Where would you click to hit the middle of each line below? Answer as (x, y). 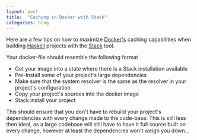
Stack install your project (45, 100)
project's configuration (43, 88)
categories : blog (28, 23)
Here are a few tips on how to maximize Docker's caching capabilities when (99, 40)
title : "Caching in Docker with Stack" (57, 17)
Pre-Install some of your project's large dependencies (81, 75)
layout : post (22, 12)
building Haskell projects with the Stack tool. (61, 46)
